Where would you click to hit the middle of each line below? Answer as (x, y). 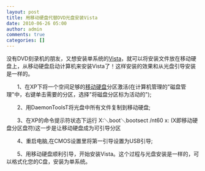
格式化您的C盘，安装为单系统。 (51, 162)
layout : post (23, 12)
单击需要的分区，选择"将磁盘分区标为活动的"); (94, 94)
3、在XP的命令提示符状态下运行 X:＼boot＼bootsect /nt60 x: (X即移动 (105, 120)
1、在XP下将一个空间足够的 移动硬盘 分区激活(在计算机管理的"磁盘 (99, 87)
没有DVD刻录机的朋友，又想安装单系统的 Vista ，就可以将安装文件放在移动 (99, 58)
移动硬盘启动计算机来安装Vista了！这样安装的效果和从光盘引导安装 (111, 66)
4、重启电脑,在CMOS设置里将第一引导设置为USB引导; (85, 141)
